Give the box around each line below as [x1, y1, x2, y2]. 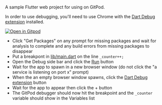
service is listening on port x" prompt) [12, 69, 89, 75]
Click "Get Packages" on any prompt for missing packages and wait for [12, 38, 157, 44]
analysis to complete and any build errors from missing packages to [12, 43, 150, 49]
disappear [12, 49, 33, 54]
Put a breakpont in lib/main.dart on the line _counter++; [12, 53, 124, 59]
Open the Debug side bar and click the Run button [12, 59, 114, 64]
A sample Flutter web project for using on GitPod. [5, 4, 105, 10]
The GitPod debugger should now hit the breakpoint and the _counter [12, 90, 153, 96]
